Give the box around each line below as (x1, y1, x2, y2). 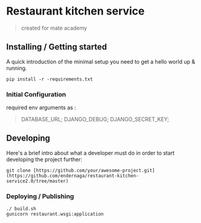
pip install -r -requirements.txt (6, 76, 94, 82)
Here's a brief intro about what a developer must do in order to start (6, 149, 175, 156)
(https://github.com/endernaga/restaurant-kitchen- (6, 173, 139, 179)
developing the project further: (6, 156, 83, 163)
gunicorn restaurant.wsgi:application (6, 211, 104, 218)
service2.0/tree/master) (6, 178, 69, 184)
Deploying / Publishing (6, 192, 74, 201)
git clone (6, 167, 31, 173)
